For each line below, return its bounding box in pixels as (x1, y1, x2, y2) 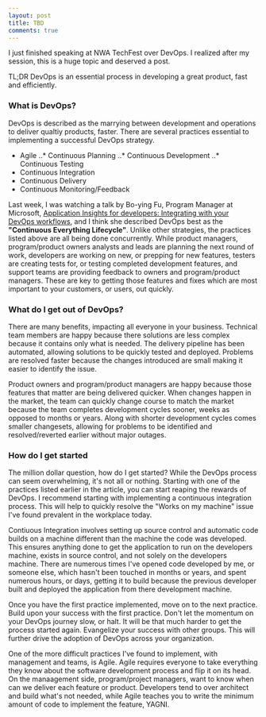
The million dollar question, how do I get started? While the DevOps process (8, 468, 257, 477)
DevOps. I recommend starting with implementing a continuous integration (8, 493, 252, 503)
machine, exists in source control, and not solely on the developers (8, 551, 228, 561)
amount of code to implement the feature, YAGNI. (8, 700, 170, 709)
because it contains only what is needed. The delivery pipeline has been (8, 338, 245, 348)
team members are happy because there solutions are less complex (8, 330, 230, 340)
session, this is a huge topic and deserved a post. (8, 56, 171, 66)
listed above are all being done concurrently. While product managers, (8, 233, 238, 243)
